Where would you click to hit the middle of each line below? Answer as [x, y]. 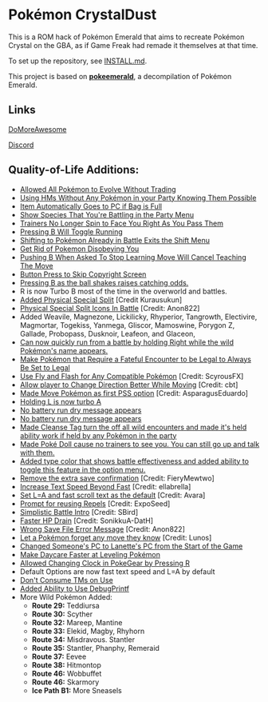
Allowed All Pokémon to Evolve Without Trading [98, 189]
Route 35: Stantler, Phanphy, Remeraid [95, 648]
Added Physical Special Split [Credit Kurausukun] [101, 299]
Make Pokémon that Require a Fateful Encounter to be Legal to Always [135, 359]
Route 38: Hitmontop [67, 664]
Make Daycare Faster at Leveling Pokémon [90, 554]
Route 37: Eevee [59, 656]
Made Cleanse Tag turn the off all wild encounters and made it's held [133, 427]
